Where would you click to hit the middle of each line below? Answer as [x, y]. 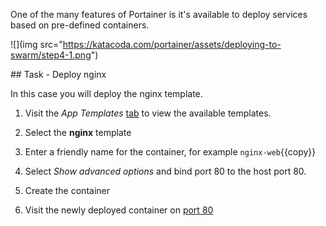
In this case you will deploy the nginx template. [106, 93]
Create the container [67, 190]
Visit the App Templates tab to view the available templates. [148, 113]
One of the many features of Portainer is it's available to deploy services [159, 14]
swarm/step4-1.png [51, 55]
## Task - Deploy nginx [58, 74]
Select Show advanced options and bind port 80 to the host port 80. [165, 171]
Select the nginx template [78, 132]
